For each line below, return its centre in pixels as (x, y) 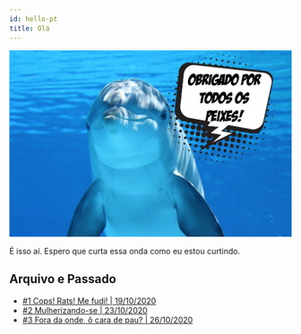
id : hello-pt (34, 19)
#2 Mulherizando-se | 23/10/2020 (85, 310)
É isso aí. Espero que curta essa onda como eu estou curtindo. (125, 252)
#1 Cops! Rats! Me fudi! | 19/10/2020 (89, 301)
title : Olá (30, 28)
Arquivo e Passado (63, 279)
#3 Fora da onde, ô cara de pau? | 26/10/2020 (107, 320)
